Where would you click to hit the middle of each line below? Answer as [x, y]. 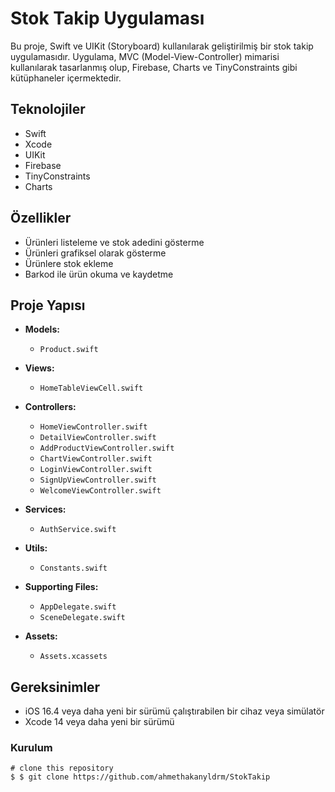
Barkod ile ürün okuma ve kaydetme [99, 274]
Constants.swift [73, 568]
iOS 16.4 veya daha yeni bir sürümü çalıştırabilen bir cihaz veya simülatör [174, 711]
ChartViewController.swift [96, 459]
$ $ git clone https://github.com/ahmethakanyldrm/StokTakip [140, 777]
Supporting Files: [61, 587]
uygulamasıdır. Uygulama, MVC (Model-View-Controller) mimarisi [145, 56]
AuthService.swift [78, 530]
